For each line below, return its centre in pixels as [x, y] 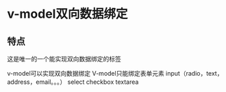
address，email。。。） [37, 82]
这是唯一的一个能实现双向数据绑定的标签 [64, 59]
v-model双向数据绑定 [67, 14]
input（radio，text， [194, 73]
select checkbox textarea [103, 82]
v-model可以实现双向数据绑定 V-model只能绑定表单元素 [86, 73]
